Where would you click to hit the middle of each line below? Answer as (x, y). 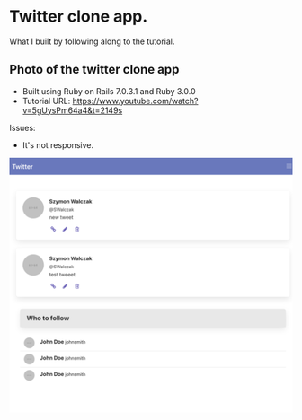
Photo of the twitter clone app (94, 70)
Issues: (22, 127)
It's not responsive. (58, 144)
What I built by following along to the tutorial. (92, 41)
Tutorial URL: (46, 101)
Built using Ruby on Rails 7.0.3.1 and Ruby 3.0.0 (109, 91)
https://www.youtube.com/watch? (135, 101)
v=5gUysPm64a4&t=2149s (72, 110)
